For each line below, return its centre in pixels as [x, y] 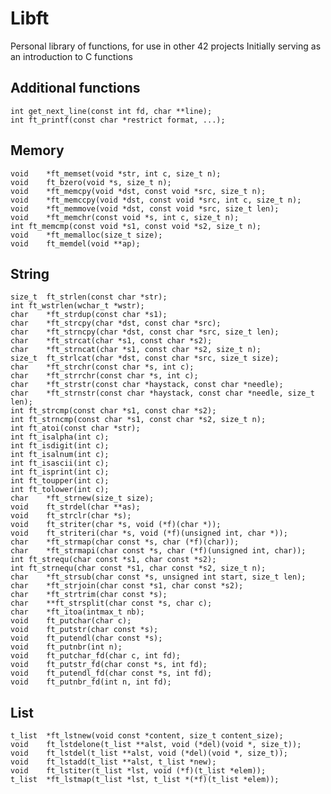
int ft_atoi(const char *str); [75, 428]
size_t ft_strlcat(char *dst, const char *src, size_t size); [145, 358]
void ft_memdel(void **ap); [75, 243]
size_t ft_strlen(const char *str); [89, 297]
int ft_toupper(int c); [60, 481]
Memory [37, 150]
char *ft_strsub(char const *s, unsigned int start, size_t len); [158, 577]
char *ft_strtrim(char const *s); [89, 595]
